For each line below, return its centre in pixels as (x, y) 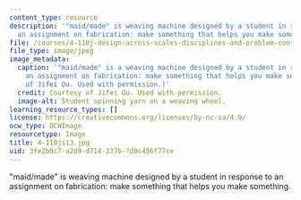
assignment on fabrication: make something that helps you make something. (150, 186)
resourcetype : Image (48, 135)
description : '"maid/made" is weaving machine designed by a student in (148, 26)
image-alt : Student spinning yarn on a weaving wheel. (122, 101)
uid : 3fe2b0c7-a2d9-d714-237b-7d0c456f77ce (92, 151)
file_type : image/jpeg (52, 51)
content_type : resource (54, 17)
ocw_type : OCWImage (46, 126)
